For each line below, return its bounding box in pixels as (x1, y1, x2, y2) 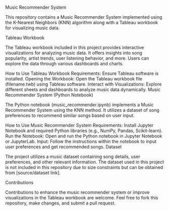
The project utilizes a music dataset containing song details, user (5, 154, 140, 159)
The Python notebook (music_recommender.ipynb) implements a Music (5, 102, 154, 108)
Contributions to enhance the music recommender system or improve (5, 189, 150, 195)
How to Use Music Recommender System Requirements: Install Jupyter (5, 122, 154, 128)
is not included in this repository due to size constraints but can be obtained (5, 164, 163, 170)
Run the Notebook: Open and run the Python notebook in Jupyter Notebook (5, 133, 162, 139)
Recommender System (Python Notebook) (5, 92, 93, 98)
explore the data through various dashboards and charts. (5, 61, 124, 66)
